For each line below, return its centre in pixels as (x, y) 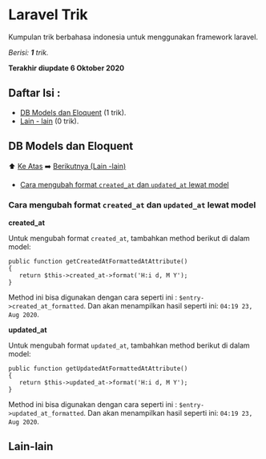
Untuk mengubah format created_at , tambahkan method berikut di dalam (129, 238)
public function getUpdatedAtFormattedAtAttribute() (98, 368)
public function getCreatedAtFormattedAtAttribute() (98, 261)
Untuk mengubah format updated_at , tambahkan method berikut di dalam (129, 345)
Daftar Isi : (34, 93)
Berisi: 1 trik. (28, 52)
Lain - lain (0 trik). (49, 121)
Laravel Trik (48, 15)
